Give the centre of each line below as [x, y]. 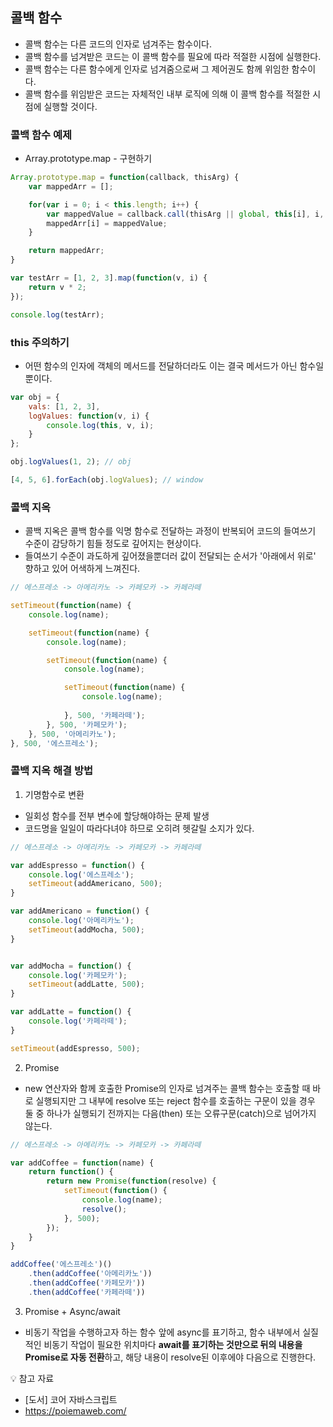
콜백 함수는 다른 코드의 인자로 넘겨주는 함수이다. [118, 44]
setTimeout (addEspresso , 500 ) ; [75, 1048]
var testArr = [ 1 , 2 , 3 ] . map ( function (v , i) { [109, 278]
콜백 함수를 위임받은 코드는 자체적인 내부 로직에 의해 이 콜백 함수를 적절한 [167, 94]
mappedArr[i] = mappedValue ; [107, 223]
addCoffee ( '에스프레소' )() [61, 1264]
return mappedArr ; [66, 251]
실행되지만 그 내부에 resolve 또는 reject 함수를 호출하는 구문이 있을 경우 [175, 1100]
